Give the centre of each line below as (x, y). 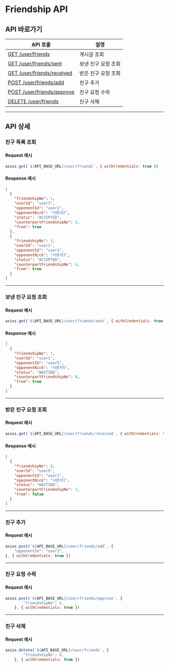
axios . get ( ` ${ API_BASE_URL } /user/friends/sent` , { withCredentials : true (84, 321)
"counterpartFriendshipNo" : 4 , (47, 264)
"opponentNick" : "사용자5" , (42, 368)
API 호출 (41, 45)
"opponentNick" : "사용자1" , (42, 480)
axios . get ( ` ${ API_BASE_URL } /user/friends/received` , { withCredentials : (83, 434)
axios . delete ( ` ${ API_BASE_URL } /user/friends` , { (57, 650)
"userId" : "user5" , (35, 471)
